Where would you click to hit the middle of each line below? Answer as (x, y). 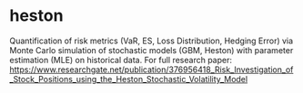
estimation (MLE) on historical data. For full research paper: (121, 60)
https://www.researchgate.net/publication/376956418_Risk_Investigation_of (151, 70)
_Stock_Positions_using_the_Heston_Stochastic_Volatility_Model (129, 79)
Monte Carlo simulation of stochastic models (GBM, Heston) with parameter (151, 50)
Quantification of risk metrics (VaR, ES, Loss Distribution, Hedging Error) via (151, 41)
